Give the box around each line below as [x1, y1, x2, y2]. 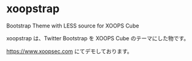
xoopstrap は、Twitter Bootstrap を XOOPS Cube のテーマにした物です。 [6, 34, 190, 41]
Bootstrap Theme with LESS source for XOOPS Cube [6, 22, 139, 29]
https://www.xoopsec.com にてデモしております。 [6, 48, 133, 55]
